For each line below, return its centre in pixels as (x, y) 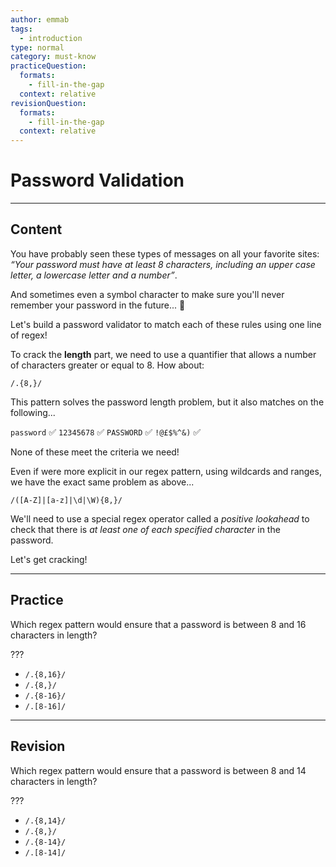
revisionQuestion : (48, 103)
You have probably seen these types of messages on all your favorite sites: (165, 253)
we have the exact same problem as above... (102, 482)
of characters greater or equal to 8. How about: (107, 365)
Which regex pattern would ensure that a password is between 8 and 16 (158, 624)
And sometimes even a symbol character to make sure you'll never (147, 294)
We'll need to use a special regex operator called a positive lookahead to (160, 518)
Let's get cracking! (49, 559)
